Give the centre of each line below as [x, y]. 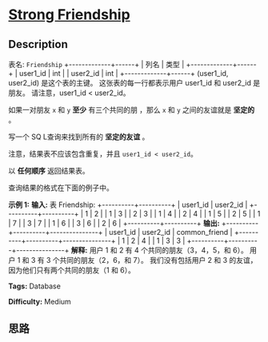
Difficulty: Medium [40, 302]
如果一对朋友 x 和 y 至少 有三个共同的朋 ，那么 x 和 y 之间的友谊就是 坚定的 [131, 110]
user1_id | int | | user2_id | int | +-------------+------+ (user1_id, [124, 73]
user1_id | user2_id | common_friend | [171, 232]
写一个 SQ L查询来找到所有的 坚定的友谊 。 [79, 137]
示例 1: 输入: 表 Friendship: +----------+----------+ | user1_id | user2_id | [128, 205]
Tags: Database [35, 286]
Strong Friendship [69, 15]
